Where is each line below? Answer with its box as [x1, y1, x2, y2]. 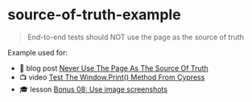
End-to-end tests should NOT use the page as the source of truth [27, 32, 245, 42]
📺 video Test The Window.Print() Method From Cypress [19, 72, 205, 82]
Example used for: [7, 47, 68, 57]
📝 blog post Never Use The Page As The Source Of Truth [19, 63, 209, 73]
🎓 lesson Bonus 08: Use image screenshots [19, 84, 168, 94]
